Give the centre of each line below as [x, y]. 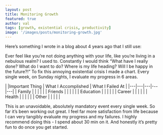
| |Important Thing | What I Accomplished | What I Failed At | [66, 86]
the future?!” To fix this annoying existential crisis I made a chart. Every [77, 71]
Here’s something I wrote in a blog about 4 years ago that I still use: [73, 46]
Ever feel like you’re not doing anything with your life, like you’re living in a [80, 56]
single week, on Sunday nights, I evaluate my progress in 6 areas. [72, 77]
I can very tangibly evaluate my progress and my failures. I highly [71, 117]
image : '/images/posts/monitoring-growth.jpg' [54, 32]
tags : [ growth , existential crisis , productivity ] [58, 28]
